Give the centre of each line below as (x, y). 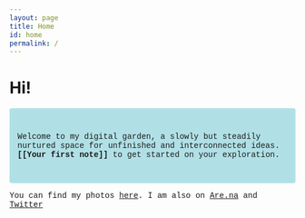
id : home (26, 35)
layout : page (34, 18)
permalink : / (34, 43)
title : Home (32, 26)
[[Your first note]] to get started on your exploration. (149, 155)
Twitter (26, 205)
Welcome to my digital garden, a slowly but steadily (139, 137)
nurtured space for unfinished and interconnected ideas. (149, 146)
